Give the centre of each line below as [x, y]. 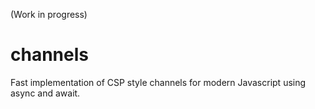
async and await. [45, 93]
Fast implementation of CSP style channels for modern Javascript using [158, 82]
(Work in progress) [49, 14]
